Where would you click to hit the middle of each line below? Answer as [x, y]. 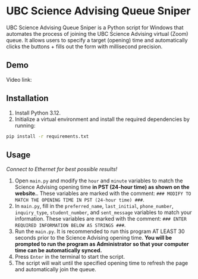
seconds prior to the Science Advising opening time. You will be [93, 238]
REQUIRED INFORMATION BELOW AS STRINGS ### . [70, 225]
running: [25, 125]
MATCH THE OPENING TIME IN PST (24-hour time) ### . [79, 200]
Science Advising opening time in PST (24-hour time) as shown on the [102, 187]
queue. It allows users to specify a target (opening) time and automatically [97, 40]
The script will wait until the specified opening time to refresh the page [101, 263]
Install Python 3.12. [38, 113]
